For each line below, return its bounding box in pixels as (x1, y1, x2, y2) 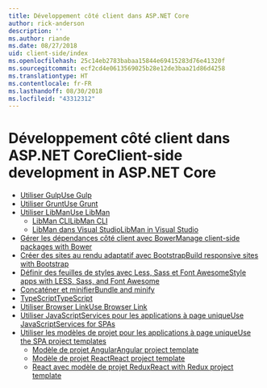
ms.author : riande (8, 34, 70, 43)
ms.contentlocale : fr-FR (8, 79, 92, 87)
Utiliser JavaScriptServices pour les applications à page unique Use (19, 310, 244, 320)
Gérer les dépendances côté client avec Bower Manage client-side (19, 234, 240, 243)
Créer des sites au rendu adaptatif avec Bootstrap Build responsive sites (19, 251, 259, 260)
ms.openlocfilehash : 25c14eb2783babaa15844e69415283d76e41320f (8, 57, 226, 65)
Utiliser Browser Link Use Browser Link (19, 302, 148, 312)
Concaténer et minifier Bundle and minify (19, 285, 155, 295)
